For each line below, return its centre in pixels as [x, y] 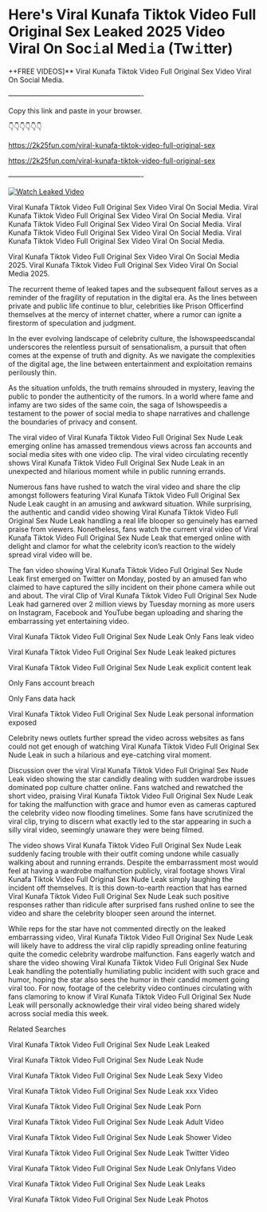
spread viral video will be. [51, 554]
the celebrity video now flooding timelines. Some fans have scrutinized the [131, 813]
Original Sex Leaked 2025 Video [117, 32]
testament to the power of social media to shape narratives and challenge [129, 413]
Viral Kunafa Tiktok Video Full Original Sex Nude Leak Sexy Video [116, 1075]
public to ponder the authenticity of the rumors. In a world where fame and [131, 396]
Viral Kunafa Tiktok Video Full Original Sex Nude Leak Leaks [107, 1183]
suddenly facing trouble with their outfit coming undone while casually [124, 853]
